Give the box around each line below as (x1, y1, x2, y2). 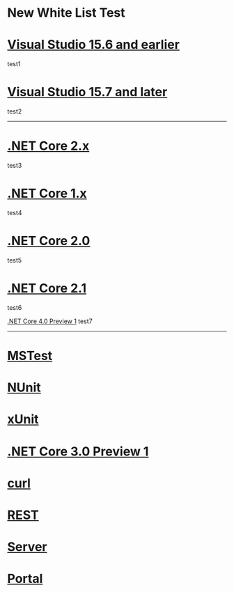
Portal (7, 571, 43, 586)
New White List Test (7, 5, 125, 21)
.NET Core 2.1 (7, 281, 87, 297)
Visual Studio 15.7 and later (7, 84, 168, 100)
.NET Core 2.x (7, 138, 90, 154)
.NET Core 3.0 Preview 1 (7, 444, 149, 459)
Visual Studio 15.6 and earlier (7, 37, 180, 53)
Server (7, 539, 47, 555)
